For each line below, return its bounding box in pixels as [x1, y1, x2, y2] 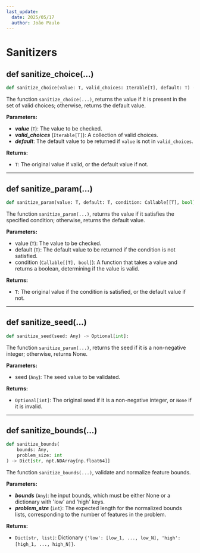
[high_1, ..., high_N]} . [14, 540, 76, 547]
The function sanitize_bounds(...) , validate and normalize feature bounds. [6, 468, 192, 476]
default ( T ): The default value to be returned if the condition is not [14, 246, 176, 253]
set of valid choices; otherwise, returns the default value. [6, 102, 146, 109]
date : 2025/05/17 [11, 14, 55, 20]
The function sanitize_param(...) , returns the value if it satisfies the [6, 210, 174, 218]
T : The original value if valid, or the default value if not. [14, 161, 149, 168]
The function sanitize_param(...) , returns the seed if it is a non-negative [6, 344, 186, 351]
